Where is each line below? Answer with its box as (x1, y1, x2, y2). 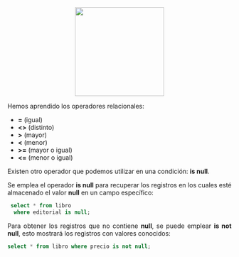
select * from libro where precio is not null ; (7, 243, 152, 250)
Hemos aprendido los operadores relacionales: (7, 102, 144, 110)
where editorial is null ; (14, 209, 91, 216)
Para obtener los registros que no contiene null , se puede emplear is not (7, 222, 233, 230)
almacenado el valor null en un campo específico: (7, 188, 154, 197)
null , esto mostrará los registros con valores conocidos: (7, 229, 171, 237)
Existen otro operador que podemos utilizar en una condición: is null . (7, 167, 210, 175)
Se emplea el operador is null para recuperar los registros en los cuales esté (7, 181, 232, 189)
